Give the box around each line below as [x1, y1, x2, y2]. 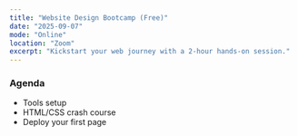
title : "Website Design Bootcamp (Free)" [9, 13, 169, 23]
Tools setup [22, 97, 67, 109]
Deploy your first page [22, 117, 107, 128]
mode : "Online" [9, 30, 67, 39]
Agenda [9, 77, 45, 90]
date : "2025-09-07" [9, 22, 84, 31]
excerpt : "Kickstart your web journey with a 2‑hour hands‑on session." [9, 47, 291, 56]
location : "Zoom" [9, 38, 75, 48]
